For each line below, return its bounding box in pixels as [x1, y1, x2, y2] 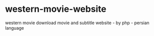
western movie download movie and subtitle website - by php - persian [5, 20, 150, 26]
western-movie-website [5, 3, 107, 15]
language [5, 25, 24, 31]
